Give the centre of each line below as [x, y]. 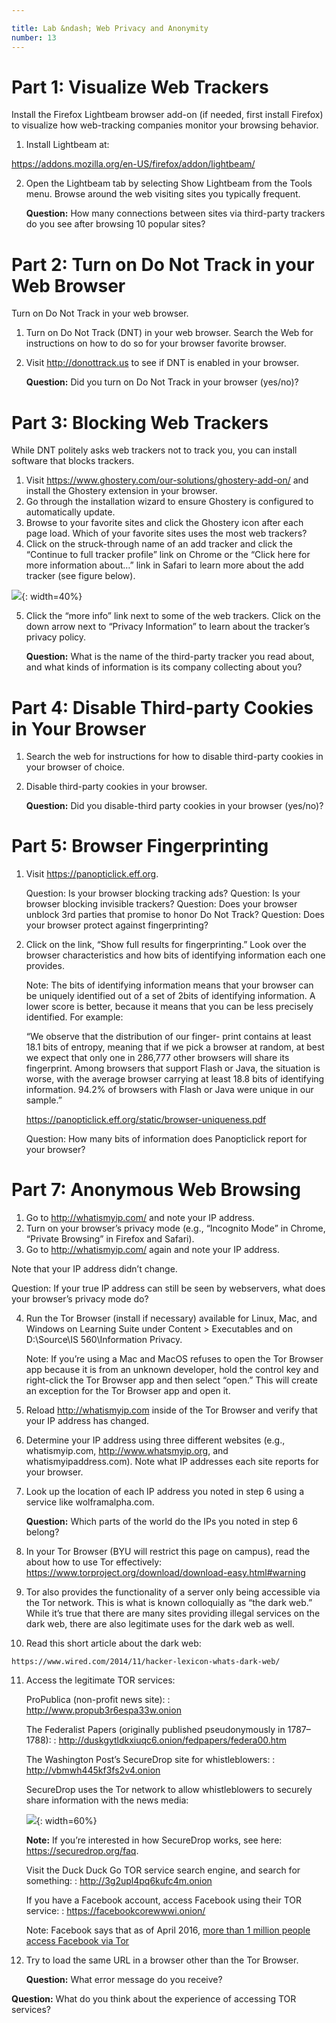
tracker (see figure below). [80, 576]
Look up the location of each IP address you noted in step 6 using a [165, 1492]
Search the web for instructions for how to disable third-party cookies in [174, 757]
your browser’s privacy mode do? [80, 1299]
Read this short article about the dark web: [113, 1643]
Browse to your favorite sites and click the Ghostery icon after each [164, 523]
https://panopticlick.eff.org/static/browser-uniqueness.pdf [146, 1120]
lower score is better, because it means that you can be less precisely [169, 1007]
